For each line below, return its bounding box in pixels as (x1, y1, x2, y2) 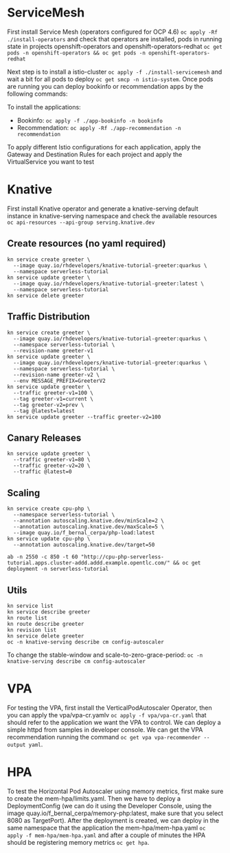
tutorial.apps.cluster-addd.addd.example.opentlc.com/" (7, 560, 170, 567)
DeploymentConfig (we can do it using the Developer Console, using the (7, 801, 212, 810)
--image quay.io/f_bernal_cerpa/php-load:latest (13, 529, 155, 536)
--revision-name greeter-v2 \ (13, 371, 100, 378)
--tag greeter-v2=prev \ (13, 401, 84, 408)
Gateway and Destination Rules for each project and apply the (7, 150, 183, 158)
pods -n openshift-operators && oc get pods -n (7, 50, 146, 56)
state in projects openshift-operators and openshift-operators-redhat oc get (7, 42, 223, 50)
